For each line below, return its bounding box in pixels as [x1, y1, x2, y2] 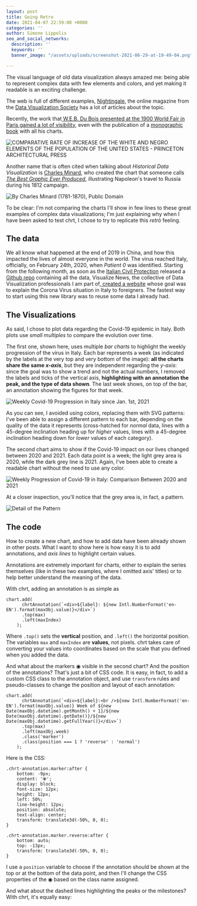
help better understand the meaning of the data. [6, 574, 122, 581]
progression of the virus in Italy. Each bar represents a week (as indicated [6, 349, 184, 356]
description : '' [11, 42, 51, 48]
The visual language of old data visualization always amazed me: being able [6, 73, 189, 80]
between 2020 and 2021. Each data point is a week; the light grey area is [6, 452, 182, 459]
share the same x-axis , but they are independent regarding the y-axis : [6, 362, 177, 369]
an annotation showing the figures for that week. [6, 387, 124, 394]
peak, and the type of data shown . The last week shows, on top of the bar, [6, 380, 188, 388]
